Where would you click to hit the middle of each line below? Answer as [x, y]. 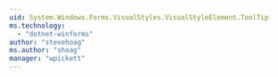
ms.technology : [37, 26]
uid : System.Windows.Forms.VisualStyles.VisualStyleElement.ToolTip [139, 17]
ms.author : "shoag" [45, 50]
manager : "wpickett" [48, 58]
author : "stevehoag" [48, 42]
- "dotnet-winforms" [55, 34]
